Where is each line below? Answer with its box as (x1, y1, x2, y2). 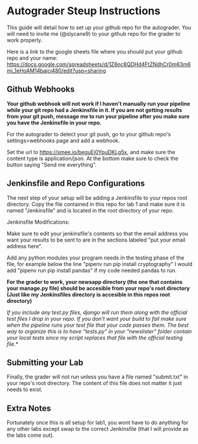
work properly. (7, 36, 43, 43)
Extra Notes (7, 403, 51, 413)
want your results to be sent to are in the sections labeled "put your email (7, 236, 186, 243)
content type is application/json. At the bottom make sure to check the (7, 155, 178, 162)
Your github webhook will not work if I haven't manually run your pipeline (7, 100, 190, 107)
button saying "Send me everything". (7, 161, 97, 168)
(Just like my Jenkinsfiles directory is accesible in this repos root (7, 290, 171, 298)
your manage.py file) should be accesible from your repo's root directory (7, 284, 190, 292)
